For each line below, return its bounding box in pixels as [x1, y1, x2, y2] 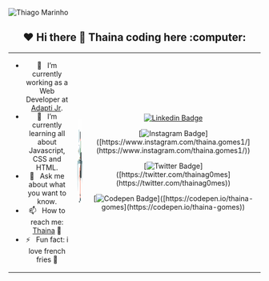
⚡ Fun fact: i [25, 235, 69, 244]
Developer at [26, 94, 69, 104]
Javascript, [28, 145, 66, 155]
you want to [27, 188, 66, 198]
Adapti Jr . [30, 102, 63, 112]
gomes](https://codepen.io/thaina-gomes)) [101, 202, 246, 211]
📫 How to [28, 205, 66, 215]
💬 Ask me [29, 171, 65, 180]
